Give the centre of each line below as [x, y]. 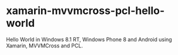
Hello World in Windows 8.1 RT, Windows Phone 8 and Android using [89, 39]
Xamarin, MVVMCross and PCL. [45, 46]
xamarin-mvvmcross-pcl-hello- [85, 11]
